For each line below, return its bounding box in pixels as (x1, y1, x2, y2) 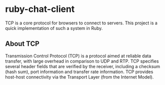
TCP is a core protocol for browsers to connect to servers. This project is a (5, 20, 158, 26)
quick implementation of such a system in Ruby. (5, 25, 103, 31)
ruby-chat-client (5, 3, 75, 15)
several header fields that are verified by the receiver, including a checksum (5, 63, 160, 69)
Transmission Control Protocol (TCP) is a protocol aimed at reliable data (5, 53, 152, 59)
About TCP (5, 40, 40, 48)
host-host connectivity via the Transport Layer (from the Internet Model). (5, 74, 154, 80)
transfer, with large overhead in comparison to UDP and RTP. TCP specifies (5, 58, 159, 64)
